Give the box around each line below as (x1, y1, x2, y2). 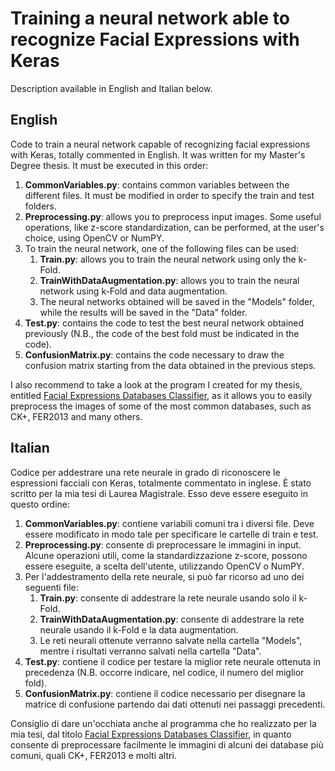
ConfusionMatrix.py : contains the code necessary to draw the (24, 348, 285, 361)
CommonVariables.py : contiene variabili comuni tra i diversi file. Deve (24, 517, 315, 529)
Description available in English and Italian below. (10, 82, 213, 94)
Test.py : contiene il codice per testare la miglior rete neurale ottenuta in (24, 655, 322, 667)
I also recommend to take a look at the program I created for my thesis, (10, 378, 303, 391)
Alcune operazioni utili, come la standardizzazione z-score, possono (24, 549, 308, 561)
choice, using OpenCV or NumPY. (24, 232, 165, 244)
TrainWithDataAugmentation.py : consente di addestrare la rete (39, 613, 305, 625)
